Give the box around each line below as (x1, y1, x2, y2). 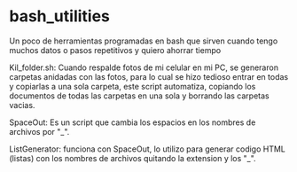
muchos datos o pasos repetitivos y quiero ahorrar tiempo (9, 44, 222, 55)
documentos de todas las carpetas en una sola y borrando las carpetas (9, 90, 270, 101)
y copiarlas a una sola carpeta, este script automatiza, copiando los (9, 81, 256, 91)
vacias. (9, 99, 35, 110)
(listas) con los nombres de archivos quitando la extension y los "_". (9, 152, 256, 163)
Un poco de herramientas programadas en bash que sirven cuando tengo (9, 35, 278, 46)
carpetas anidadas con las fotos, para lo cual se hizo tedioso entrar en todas (9, 71, 289, 82)
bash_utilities (9, 6, 111, 27)
